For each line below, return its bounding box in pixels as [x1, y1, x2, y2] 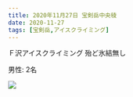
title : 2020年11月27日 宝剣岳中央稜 [8, 11, 117, 20]
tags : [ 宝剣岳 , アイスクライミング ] [8, 26, 110, 34]
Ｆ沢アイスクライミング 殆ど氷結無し [8, 48, 127, 58]
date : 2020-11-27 [8, 19, 65, 27]
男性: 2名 [8, 65, 38, 74]
